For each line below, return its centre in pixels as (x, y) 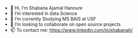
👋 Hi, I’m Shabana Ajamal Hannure (46, 8)
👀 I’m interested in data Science (44, 13)
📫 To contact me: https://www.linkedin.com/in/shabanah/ (71, 30)
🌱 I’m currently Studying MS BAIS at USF (53, 19)
